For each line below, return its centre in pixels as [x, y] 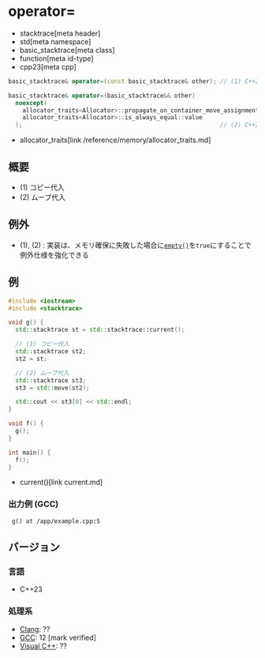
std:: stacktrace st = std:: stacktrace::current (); [100, 330]
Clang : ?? [35, 629]
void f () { [26, 424]
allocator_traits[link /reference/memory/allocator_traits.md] [115, 140]
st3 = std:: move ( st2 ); [52, 388]
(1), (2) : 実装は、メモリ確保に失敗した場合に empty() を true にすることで [135, 245]
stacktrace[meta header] [60, 33]
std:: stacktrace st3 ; [51, 380]
